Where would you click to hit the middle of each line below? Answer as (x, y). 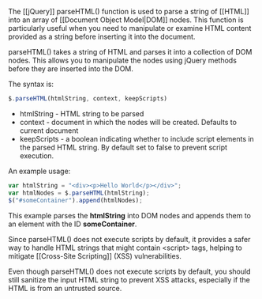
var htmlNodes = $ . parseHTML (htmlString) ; (79, 193)
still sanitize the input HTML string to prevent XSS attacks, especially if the (129, 279)
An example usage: (39, 171)
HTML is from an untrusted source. (65, 288)
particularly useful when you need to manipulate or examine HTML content (130, 28)
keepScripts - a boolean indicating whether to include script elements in (137, 138)
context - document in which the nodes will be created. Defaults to (128, 122)
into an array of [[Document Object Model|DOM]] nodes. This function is (126, 20)
